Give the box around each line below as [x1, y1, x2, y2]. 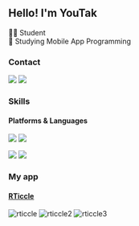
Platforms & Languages [8, 116, 88, 125]
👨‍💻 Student [8, 27, 46, 37]
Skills [8, 96, 31, 107]
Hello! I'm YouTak [8, 6, 98, 20]
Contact [8, 56, 41, 68]
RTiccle [8, 191, 35, 200]
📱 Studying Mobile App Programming [8, 36, 131, 46]
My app [8, 171, 39, 183]
